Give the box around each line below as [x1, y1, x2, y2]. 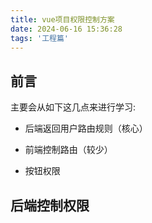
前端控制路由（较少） [24, 144, 113, 156]
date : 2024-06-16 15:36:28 [10, 24, 123, 34]
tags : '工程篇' [10, 33, 69, 43]
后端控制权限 [10, 197, 90, 214]
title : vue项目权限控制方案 [10, 14, 115, 25]
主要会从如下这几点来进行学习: [10, 101, 137, 113]
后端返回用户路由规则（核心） [24, 122, 148, 135]
